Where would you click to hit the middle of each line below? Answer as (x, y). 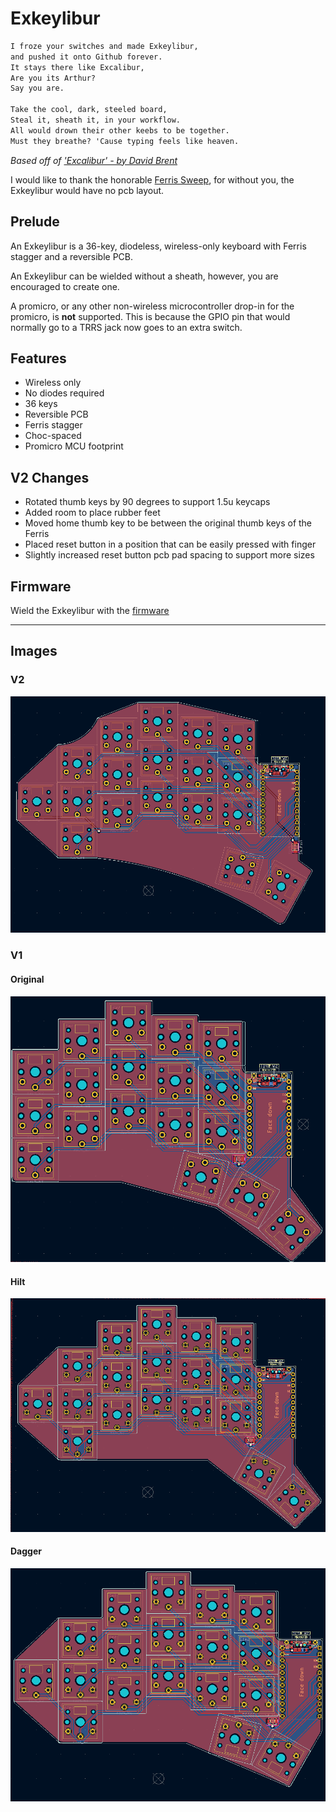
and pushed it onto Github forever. (86, 57)
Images (34, 651)
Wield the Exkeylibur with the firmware (90, 610)
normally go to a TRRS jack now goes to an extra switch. (126, 327)
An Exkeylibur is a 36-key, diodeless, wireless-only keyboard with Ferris (158, 246)
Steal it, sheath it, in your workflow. (96, 120)
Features (38, 358)
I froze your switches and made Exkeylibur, (104, 46)
